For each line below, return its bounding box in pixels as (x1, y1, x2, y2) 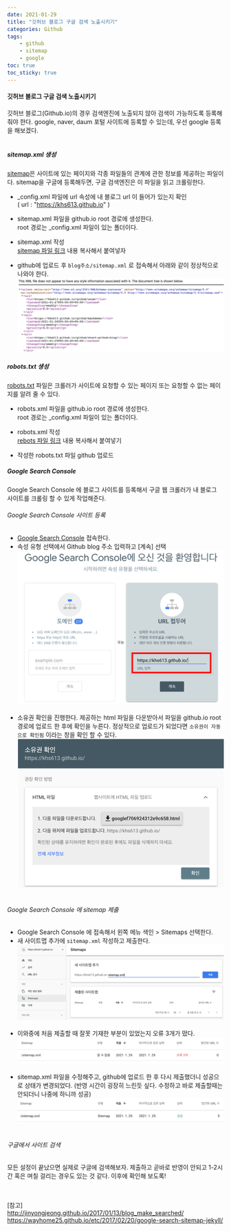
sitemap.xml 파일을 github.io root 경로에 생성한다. (16, 214, 153, 223)
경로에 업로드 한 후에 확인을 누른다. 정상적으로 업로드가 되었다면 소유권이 (16, 722, 208, 730)
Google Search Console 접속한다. (16, 533, 111, 542)
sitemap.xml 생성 (7, 150, 56, 159)
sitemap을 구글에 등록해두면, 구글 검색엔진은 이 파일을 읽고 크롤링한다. (16, 178, 206, 186)
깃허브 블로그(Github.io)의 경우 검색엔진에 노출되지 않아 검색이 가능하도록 (7, 109, 204, 117)
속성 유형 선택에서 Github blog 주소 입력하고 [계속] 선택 (16, 542, 166, 551)
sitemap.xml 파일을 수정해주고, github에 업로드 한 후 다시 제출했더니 (16, 1072, 201, 1081)
